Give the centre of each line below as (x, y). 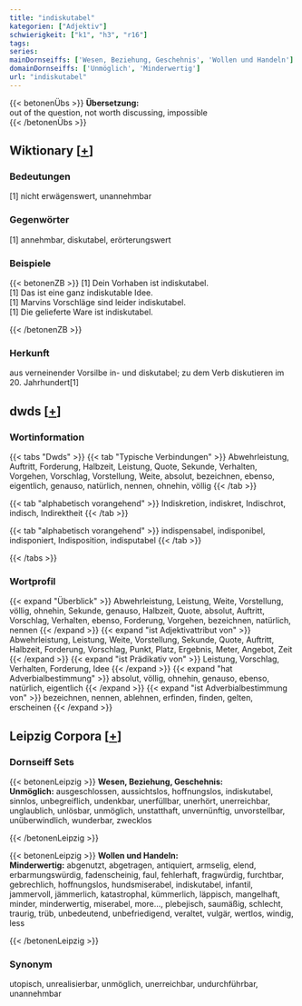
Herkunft (29, 353)
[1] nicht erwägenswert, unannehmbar (81, 196)
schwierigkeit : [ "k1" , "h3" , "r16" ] (78, 35)
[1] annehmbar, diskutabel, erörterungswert (90, 239)
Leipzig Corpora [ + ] (66, 736)
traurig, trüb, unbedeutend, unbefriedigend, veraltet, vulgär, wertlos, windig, (151, 913)
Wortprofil (33, 581)
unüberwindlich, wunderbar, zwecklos (81, 820)
